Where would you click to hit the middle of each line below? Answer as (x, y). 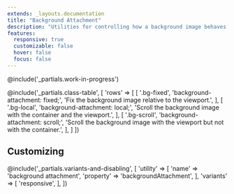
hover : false (32, 53)
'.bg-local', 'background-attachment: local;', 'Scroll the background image (114, 107)
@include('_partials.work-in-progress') (63, 79)
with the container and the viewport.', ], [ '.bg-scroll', (82, 114)
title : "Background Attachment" (54, 20)
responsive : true (39, 40)
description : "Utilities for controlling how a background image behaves (117, 27)
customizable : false (43, 46)
